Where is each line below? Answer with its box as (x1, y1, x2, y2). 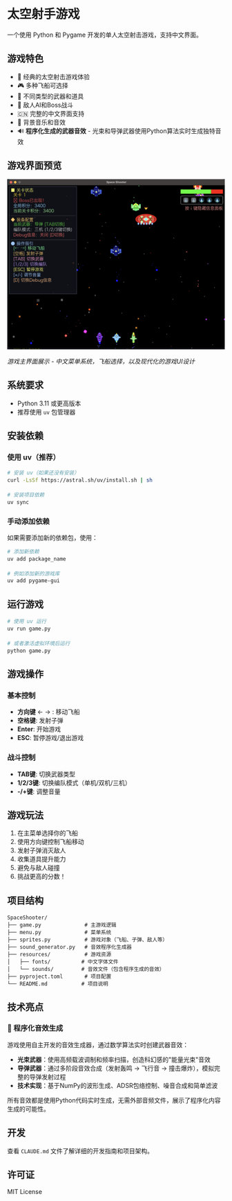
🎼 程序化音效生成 (7, 1024, 64, 1033)
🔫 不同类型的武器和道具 (17, 91, 84, 100)
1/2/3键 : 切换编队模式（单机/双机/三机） (17, 778, 131, 787)
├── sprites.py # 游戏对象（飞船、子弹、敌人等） (7, 936, 168, 943)
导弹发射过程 (29, 1072, 66, 1081)
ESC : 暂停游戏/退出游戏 (17, 734, 84, 742)
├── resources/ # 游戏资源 (7, 951, 112, 958)
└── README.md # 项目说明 (7, 981, 108, 988)
